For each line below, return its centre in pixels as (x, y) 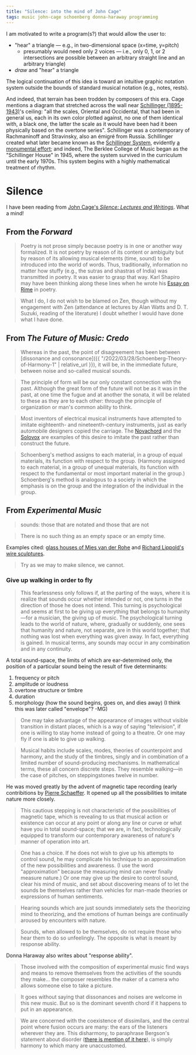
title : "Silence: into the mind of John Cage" (64, 11)
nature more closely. (31, 799)
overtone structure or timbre (49, 690)
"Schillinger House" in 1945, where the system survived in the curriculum (94, 155)
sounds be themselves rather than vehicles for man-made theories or (104, 890)
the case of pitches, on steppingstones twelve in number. (90, 775)
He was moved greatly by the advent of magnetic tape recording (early (92, 787)
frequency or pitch (37, 678)
